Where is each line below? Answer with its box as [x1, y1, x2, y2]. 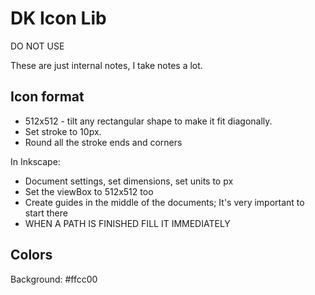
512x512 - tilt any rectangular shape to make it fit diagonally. [24, 115, 273, 127]
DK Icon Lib [10, 7, 107, 30]
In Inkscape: [10, 155, 61, 167]
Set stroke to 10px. [24, 125, 102, 137]
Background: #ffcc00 [10, 273, 98, 285]
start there [24, 207, 68, 219]
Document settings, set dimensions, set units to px [24, 175, 234, 187]
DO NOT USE [10, 40, 65, 52]
